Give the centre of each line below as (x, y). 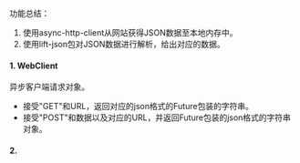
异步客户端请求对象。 (49, 87)
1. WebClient (34, 66)
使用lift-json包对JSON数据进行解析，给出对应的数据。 (124, 44)
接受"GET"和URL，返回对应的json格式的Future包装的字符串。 (138, 107)
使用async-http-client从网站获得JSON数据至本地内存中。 (130, 33)
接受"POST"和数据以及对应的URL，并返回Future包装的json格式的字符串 (157, 117)
